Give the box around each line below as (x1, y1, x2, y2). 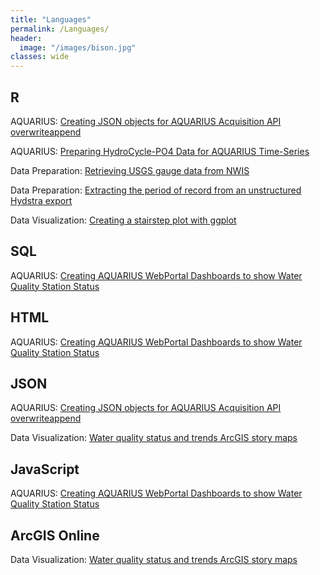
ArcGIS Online (10, 527, 100, 544)
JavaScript (10, 461, 80, 478)
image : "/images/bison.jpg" (19, 42, 137, 53)
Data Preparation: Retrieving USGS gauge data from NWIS (10, 164, 250, 176)
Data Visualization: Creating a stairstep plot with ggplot (10, 214, 237, 226)
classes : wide (10, 52, 70, 62)
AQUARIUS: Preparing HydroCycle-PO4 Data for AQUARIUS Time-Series (10, 145, 310, 157)
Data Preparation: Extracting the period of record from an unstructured (10, 184, 302, 196)
